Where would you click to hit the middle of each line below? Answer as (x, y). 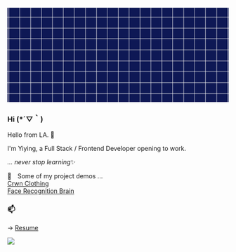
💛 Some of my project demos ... (55, 176)
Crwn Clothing (28, 184)
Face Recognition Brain (41, 191)
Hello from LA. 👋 (31, 135)
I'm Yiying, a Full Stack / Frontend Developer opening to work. (97, 149)
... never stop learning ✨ (41, 162)
